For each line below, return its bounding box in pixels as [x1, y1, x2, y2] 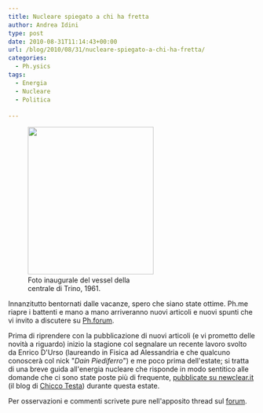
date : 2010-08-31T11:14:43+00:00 [8, 38, 118, 46]
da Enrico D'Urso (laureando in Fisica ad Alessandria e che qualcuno [8, 348, 231, 357]
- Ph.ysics [15, 63, 51, 71]
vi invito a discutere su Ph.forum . [8, 315, 115, 326]
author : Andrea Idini [8, 20, 79, 29]
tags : [8, 71, 26, 79]
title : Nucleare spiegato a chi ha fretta [8, 13, 149, 20]
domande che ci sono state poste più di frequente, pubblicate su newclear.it [8, 373, 254, 382]
